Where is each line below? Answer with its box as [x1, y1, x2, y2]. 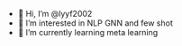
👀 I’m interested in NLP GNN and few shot [17, 18, 173, 28]
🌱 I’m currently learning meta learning [17, 27, 159, 37]
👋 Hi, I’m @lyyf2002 [17, 9, 93, 19]
